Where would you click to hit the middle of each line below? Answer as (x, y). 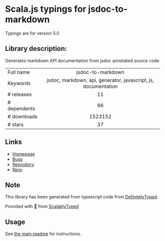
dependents (21, 108)
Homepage (24, 154)
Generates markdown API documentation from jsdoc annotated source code (82, 61)
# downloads (23, 116)
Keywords (19, 83)
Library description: (36, 49)
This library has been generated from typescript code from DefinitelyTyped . (82, 197)
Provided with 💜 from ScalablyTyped (42, 207)
